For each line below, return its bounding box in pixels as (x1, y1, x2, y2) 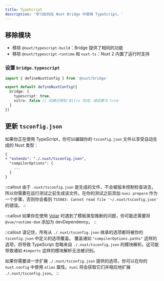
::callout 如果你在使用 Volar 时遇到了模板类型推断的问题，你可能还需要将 (5, 213, 150, 218)
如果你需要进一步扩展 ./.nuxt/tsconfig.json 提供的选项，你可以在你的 (5, 258, 148, 264)
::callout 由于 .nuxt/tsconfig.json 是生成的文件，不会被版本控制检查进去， (5, 184, 156, 190)
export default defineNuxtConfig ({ (5, 85, 78, 89)
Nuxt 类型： (14, 142, 39, 148)
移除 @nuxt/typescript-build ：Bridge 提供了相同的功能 (12, 45, 123, 51)
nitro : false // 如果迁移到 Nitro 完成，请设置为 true (14, 98, 119, 103)
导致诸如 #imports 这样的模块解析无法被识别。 (5, 247, 98, 253)
